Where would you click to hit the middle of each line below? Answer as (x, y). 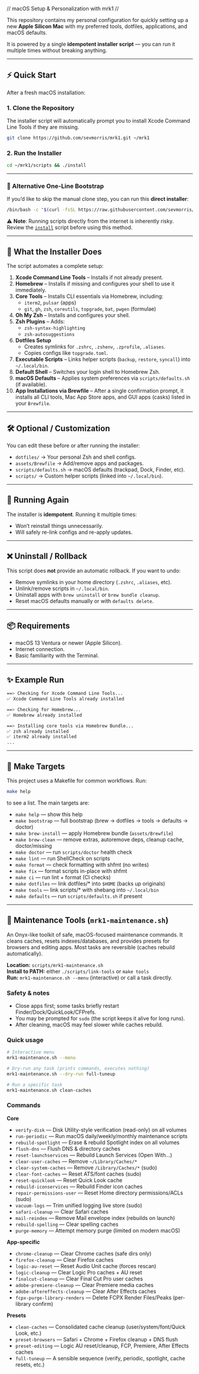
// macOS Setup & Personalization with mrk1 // (63, 9)
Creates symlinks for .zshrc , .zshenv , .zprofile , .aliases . (95, 347)
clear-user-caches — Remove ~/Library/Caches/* (76, 1161)
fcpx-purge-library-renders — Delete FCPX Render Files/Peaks (93, 1298)
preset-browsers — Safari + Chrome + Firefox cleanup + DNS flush (97, 1339)
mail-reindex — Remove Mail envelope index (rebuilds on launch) (95, 1218)
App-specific (23, 1242)
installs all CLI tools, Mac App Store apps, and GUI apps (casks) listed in (103, 397)
